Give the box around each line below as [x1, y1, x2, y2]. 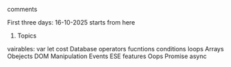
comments [7, 5, 38, 13]
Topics [17, 31, 37, 40]
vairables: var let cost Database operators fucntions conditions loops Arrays [7, 45, 224, 53]
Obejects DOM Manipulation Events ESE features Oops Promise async [7, 52, 207, 60]
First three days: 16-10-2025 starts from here [7, 18, 136, 26]
